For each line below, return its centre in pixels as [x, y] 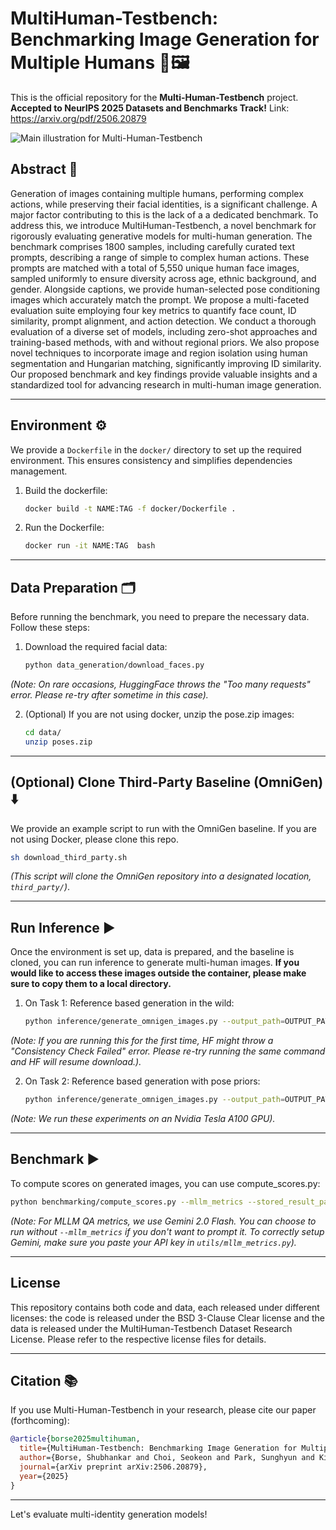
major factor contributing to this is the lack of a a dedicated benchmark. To [164, 214]
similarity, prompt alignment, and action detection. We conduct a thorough [163, 321]
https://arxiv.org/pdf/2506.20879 [78, 118]
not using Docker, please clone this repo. [94, 839]
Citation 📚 [44, 1380]
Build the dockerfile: [66, 490]
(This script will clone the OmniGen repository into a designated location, [161, 876]
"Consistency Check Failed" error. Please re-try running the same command [168, 1051]
